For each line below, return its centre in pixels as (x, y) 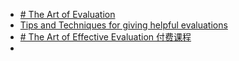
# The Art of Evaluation (67, 14)
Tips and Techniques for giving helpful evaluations (123, 25)
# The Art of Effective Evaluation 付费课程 (105, 37)
